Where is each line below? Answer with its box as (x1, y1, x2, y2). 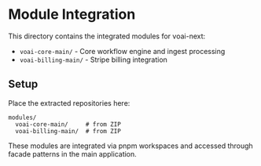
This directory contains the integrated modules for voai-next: (8, 31, 206, 41)
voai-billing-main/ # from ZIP (15, 127, 122, 135)
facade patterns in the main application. (8, 149, 138, 158)
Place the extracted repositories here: (8, 98, 130, 107)
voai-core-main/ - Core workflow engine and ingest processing (19, 46, 226, 56)
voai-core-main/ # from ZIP (15, 120, 122, 128)
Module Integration (8, 5, 136, 23)
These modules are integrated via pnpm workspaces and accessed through (8, 141, 253, 150)
